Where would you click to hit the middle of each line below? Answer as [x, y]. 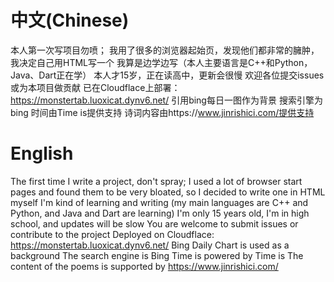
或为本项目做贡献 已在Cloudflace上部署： [95, 87]
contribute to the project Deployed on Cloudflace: [112, 234]
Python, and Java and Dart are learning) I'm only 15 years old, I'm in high [160, 213]
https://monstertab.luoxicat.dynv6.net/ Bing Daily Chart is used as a [150, 245]
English [42, 153]
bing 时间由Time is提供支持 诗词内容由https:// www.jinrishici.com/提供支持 [162, 112]
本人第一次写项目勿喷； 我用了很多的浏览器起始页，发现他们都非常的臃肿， [165, 50]
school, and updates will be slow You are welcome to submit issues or [154, 223]
